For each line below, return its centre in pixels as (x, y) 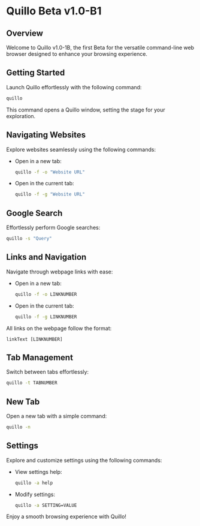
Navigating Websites (46, 135)
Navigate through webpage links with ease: (60, 272)
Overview (25, 33)
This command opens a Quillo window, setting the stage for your (86, 110)
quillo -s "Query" (29, 239)
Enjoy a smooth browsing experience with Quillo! (66, 516)
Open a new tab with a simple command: (57, 416)
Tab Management (40, 357)
